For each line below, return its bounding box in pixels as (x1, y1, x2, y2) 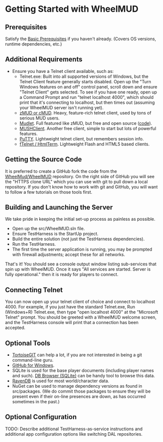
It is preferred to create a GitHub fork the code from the (5, 168, 117, 174)
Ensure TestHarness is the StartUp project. (12, 231, 99, 237)
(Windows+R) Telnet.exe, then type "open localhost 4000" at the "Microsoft (5, 309, 158, 315)
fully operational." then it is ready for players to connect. (5, 272, 118, 278)
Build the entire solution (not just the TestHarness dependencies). (12, 236, 145, 242)
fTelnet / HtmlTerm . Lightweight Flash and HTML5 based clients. (19, 141, 150, 147)
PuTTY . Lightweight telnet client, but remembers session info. (19, 136, 144, 141)
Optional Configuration (5, 413, 77, 421)
